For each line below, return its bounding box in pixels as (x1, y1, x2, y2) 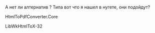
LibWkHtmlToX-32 (5, 23, 43, 29)
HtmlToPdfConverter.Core (5, 14, 58, 19)
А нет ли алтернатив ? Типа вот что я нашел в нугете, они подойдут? (5, 4, 150, 10)
